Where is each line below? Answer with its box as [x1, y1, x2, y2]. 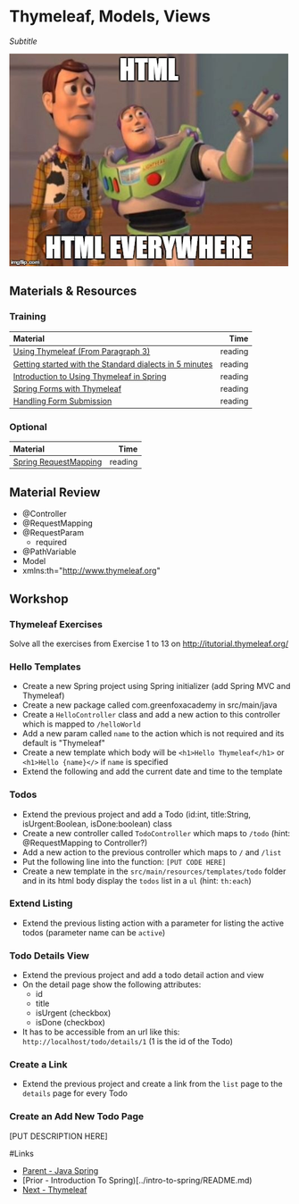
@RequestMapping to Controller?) [21, 837, 148, 848]
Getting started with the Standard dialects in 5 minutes [12, 359, 213, 370]
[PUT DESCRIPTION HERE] [9, 1131, 109, 1142]
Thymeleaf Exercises [9, 618, 103, 630]
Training [9, 311, 46, 323]
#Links [9, 1148, 34, 1158]
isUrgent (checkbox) [35, 1008, 112, 1018]
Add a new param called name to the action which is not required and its [21, 728, 285, 739]
